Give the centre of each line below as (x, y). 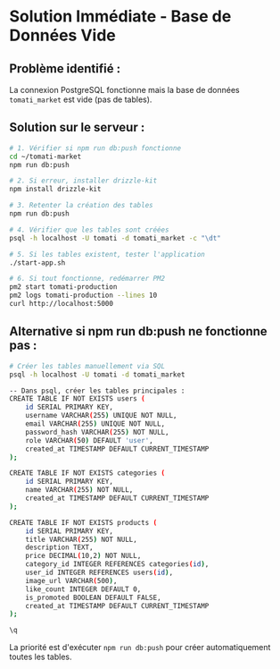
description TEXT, (59, 547)
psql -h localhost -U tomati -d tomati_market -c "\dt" (115, 238)
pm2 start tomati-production (63, 287)
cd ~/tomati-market (45, 157)
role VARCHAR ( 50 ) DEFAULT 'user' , (89, 440)
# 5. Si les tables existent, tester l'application (107, 254)
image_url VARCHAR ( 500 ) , (71, 580)
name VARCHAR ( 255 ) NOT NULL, (79, 490)
